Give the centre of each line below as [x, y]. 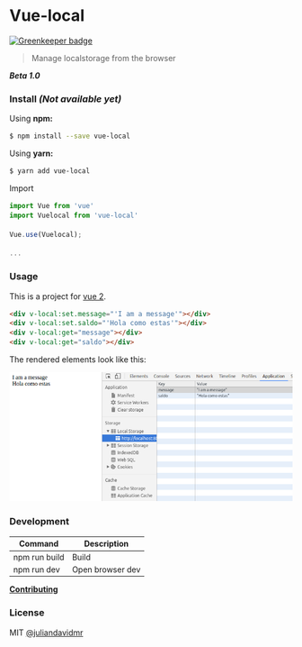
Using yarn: [31, 153]
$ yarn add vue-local [50, 171]
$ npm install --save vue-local [70, 136]
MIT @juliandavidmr [46, 633]
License [27, 613]
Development [40, 522]
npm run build [39, 557]
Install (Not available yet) [66, 98]
